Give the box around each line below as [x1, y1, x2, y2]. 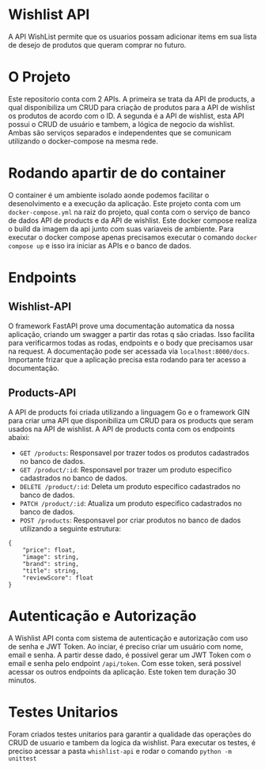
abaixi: [8, 432, 30, 442]
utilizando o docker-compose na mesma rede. [8, 136, 158, 146]
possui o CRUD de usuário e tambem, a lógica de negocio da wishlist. [8, 119, 235, 128]
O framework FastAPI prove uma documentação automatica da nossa [8, 321, 235, 331]
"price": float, [22, 545, 77, 554]
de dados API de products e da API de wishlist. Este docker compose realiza [8, 216, 257, 225]
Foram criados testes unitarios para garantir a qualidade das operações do [8, 729, 252, 739]
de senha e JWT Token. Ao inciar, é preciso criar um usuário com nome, [8, 641, 244, 651]
